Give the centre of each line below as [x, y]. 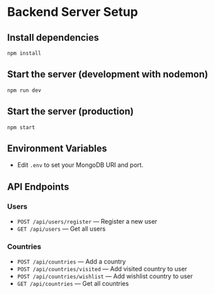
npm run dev [24, 90]
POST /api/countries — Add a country [71, 262]
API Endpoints [38, 187]
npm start [21, 127]
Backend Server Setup [73, 12]
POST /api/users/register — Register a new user [87, 222]
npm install [24, 53]
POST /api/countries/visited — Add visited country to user [102, 269]
